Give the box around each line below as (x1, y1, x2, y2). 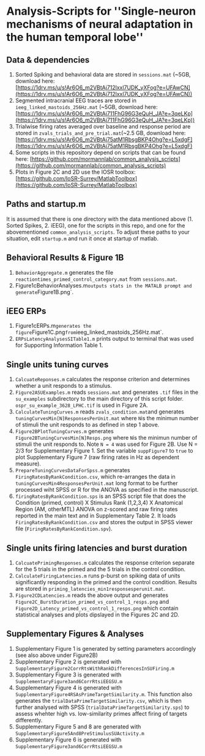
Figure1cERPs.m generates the (15, 322, 92, 330)
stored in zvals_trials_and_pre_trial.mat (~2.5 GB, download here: (15, 130, 186, 136)
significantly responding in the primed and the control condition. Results (15, 579, 197, 586)
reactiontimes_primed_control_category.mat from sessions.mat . (15, 275, 177, 283)
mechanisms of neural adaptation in (6, 17, 193, 31)
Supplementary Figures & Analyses (6, 629, 144, 639)
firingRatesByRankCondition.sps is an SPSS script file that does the (15, 492, 187, 500)
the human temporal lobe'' (6, 31, 144, 44)
